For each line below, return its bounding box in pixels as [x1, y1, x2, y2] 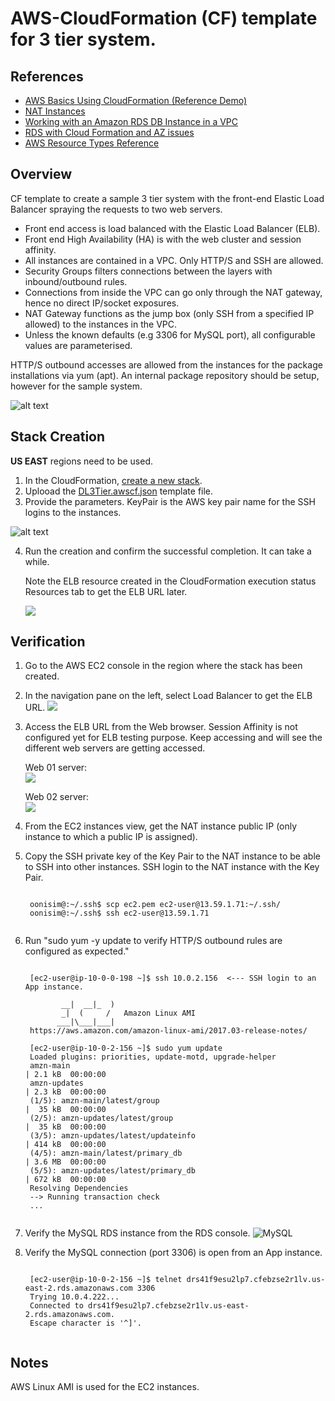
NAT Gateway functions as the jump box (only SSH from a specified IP [24, 307, 315, 319]
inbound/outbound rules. [24, 275, 128, 287]
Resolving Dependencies [29, 1183, 129, 1194]
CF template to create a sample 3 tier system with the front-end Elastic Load [10, 192, 325, 204]
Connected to [29, 1301, 84, 1311]
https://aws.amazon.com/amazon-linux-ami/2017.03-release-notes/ [29, 1026, 308, 1036]
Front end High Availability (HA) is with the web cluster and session [24, 233, 302, 245]
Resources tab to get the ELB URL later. [24, 585, 188, 597]
